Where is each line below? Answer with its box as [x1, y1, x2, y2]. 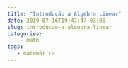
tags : [7, 43, 23, 50]
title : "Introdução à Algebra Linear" [7, 10, 122, 18]
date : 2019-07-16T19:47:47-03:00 [7, 17, 106, 24]
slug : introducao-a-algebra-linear [7, 23, 112, 30]
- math [20, 37, 40, 44]
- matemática [16, 50, 55, 57]
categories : [7, 30, 42, 38]
